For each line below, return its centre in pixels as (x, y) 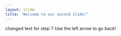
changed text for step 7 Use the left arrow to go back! (61, 28)
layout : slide (20, 10)
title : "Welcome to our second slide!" (47, 14)
